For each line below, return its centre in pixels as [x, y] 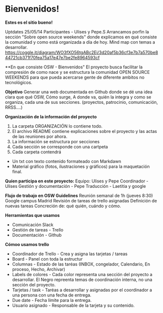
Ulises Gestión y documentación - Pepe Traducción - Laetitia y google [75, 186]
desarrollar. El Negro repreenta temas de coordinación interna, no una [82, 280]
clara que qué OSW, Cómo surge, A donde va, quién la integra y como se [78, 97]
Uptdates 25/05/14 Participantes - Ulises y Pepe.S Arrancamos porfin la [77, 32]
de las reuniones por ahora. [40, 136]
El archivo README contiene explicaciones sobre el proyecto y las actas [84, 131]
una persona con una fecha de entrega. [52, 295]
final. [17, 171]
